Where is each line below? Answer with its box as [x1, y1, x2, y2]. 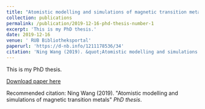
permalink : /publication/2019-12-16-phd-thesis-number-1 [6, 20, 154, 26]
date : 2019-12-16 [6, 32, 51, 38]
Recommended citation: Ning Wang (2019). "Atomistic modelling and [6, 89, 179, 97]
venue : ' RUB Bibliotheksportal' [6, 37, 92, 43]
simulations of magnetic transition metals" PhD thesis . [6, 96, 142, 103]
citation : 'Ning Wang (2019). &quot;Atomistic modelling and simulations [6, 49, 198, 55]
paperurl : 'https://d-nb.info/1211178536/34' [6, 43, 124, 50]
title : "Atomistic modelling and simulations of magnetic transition [6, 9, 187, 15]
